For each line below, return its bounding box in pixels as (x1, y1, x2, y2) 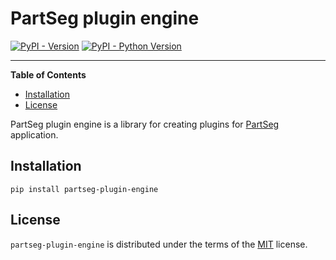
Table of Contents (10, 68, 87, 81)
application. (10, 128, 59, 141)
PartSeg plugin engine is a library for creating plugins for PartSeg (10, 118, 280, 130)
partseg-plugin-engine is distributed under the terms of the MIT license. (10, 238, 308, 250)
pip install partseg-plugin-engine (10, 184, 159, 194)
